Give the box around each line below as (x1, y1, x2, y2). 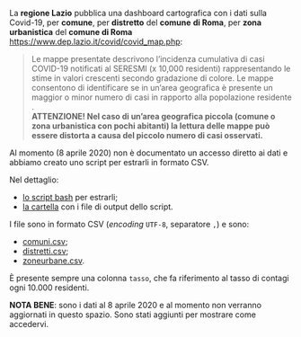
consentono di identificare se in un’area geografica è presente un (31, 83, 274, 93)
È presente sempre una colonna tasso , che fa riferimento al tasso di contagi (9, 273, 289, 283)
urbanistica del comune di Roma (9, 27, 133, 37)
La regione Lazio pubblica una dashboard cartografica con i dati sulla (9, 8, 268, 18)
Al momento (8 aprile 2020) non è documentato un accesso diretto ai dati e (9, 147, 288, 158)
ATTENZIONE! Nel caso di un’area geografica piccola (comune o (31, 111, 276, 121)
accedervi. (9, 319, 49, 329)
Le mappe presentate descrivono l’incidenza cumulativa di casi (31, 54, 265, 64)
